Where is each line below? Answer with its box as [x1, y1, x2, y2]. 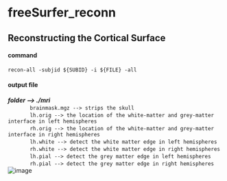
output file [8, 81, 38, 89]
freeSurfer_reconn [8, 5, 116, 21]
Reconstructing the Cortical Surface [8, 32, 166, 44]
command [8, 51, 38, 60]
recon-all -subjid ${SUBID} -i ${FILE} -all [8, 67, 137, 73]
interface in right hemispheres [8, 131, 100, 138]
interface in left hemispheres [8, 118, 97, 125]
